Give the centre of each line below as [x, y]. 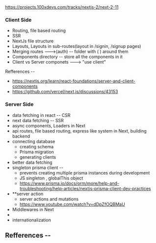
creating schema [37, 146]
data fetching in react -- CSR [41, 115]
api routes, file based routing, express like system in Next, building [79, 131]
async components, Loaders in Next [49, 126]
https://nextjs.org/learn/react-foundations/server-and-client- [74, 81]
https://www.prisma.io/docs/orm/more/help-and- [69, 183]
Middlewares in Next [33, 209]
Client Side [18, 20]
